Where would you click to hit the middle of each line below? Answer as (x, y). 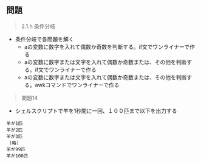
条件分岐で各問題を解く (44, 39)
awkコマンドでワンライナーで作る (77, 85)
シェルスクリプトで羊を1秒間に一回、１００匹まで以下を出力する (96, 110)
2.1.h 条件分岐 (38, 26)
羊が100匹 (17, 156)
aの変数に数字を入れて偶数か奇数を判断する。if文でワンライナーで (107, 46)
